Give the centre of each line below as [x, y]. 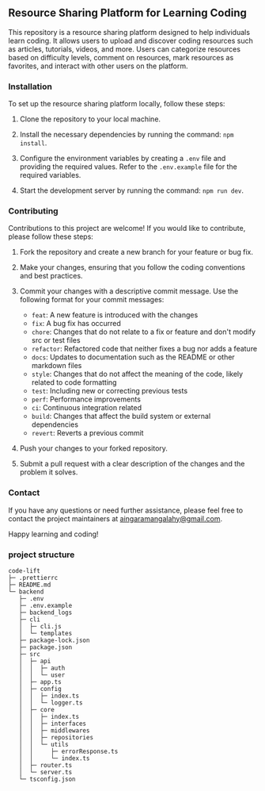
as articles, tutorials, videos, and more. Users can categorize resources [125, 49]
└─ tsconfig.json [47, 779]
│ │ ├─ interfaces [53, 724]
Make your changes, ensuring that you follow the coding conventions [132, 267]
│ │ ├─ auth [42, 668]
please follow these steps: [51, 236]
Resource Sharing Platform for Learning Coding [127, 13]
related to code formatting [74, 382]
